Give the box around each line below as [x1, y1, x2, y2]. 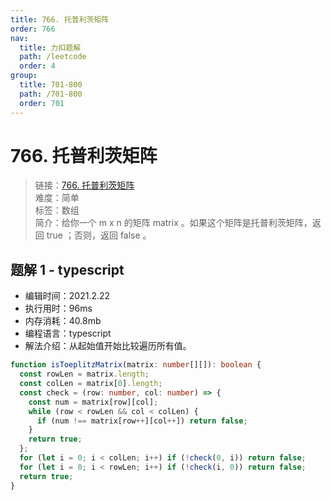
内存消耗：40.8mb [24, 315, 102, 327]
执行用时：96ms [24, 302, 93, 315]
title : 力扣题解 [19, 42, 82, 53]
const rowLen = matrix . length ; [19, 369, 150, 380]
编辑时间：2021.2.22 [24, 290, 111, 302]
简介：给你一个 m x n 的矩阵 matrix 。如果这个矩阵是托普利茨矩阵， [34, 217, 313, 229]
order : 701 [19, 98, 65, 108]
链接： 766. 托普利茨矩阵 [34, 179, 135, 191]
